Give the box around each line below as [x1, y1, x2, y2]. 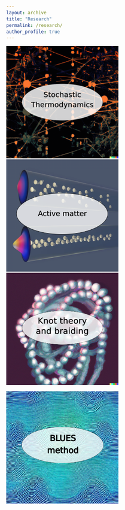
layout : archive [6, 10, 47, 16]
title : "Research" [6, 16, 52, 22]
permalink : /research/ [6, 22, 63, 28]
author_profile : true [6, 29, 60, 35]
